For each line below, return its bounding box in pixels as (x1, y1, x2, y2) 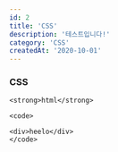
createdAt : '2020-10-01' (9, 46, 102, 55)
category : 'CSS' (9, 38, 70, 47)
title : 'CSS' (9, 21, 58, 30)
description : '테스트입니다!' (9, 30, 111, 38)
